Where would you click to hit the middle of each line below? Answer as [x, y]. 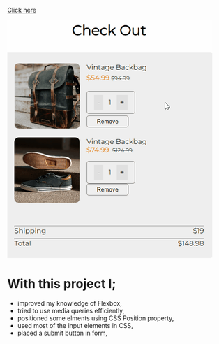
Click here [22, 10]
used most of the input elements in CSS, [75, 325]
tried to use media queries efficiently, [71, 310]
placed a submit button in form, [62, 333]
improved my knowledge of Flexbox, [69, 303]
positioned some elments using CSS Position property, [96, 318]
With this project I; [62, 284]
